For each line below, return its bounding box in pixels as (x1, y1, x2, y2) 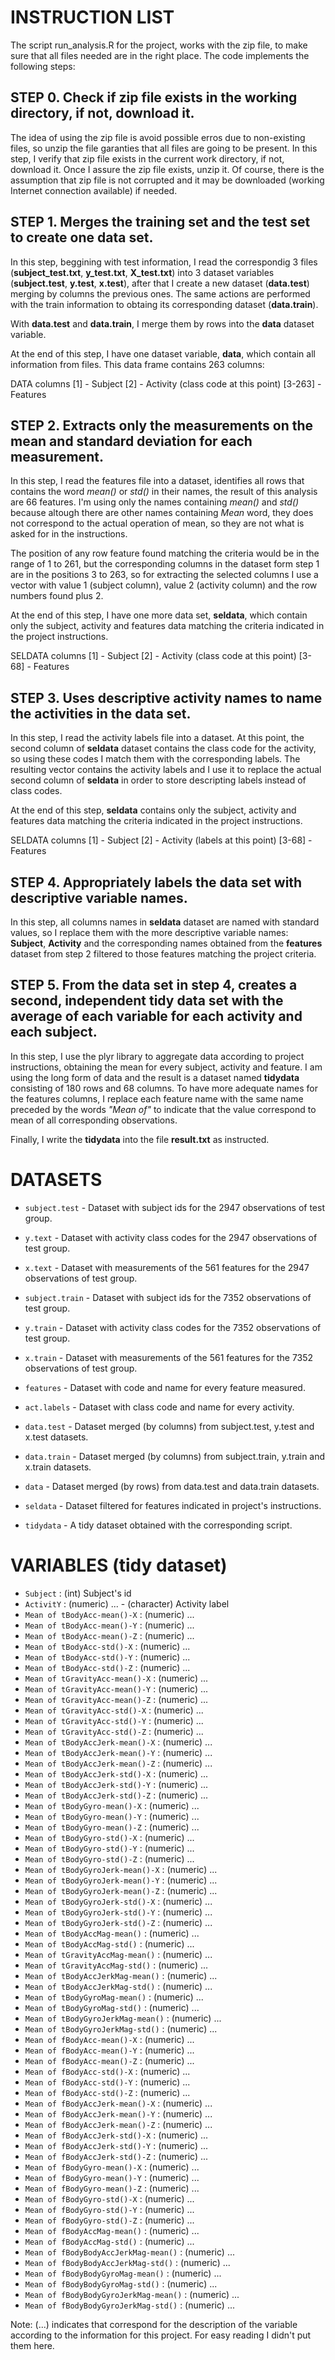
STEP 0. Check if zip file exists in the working (10, 89, 298, 106)
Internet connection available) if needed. (10, 184, 178, 196)
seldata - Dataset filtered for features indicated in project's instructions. (24, 1499, 322, 1511)
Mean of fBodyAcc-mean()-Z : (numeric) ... (24, 2054, 195, 2066)
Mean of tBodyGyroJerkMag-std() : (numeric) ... (24, 2022, 218, 2035)
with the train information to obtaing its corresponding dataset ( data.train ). (10, 298, 319, 310)
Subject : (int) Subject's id (24, 1587, 132, 1599)
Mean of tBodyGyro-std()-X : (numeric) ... (24, 1831, 195, 1843)
